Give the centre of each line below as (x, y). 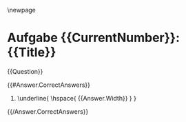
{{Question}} (25, 71)
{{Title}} (32, 53)
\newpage (22, 10)
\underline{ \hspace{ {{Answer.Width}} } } (76, 98)
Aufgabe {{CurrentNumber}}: (94, 38)
